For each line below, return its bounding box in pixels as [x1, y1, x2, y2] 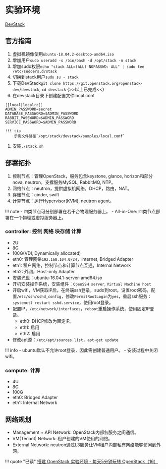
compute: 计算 [5, 367, 41, 374]
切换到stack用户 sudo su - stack [12, 74, 79, 80]
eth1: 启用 [19, 324, 40, 330]
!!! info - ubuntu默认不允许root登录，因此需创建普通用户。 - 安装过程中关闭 [5, 347, 158, 353]
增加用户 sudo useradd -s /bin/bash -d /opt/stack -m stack [12, 57, 137, 63]
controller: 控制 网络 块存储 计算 [5, 228, 82, 235]
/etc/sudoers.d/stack [12, 69, 57, 74]
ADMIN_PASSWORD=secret [5, 107, 52, 112]
